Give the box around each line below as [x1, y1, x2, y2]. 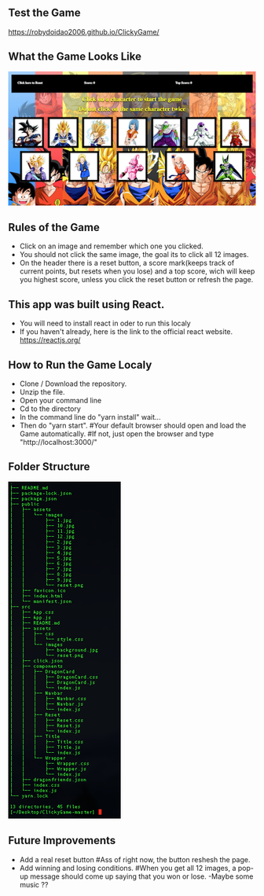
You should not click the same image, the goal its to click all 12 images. [19, 250, 249, 259]
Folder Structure [8, 460, 90, 474]
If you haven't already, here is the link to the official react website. [19, 327, 233, 336]
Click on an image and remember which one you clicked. [19, 241, 203, 251]
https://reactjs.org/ [19, 336, 81, 345]
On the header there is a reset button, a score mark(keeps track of [19, 259, 235, 268]
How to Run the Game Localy [8, 358, 152, 372]
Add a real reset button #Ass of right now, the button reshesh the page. [19, 854, 251, 864]
